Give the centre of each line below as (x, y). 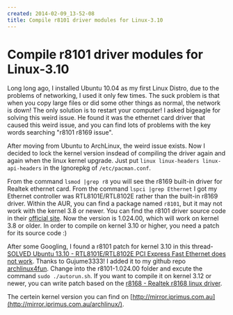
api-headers (24, 169)
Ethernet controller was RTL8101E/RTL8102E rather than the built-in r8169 (113, 196)
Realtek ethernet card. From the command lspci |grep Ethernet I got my (112, 189)
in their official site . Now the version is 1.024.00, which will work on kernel (113, 219)
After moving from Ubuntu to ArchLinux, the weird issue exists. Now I (106, 146)
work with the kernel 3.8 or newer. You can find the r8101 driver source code (116, 211)
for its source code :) (37, 233)
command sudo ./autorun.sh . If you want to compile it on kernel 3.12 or (110, 276)
